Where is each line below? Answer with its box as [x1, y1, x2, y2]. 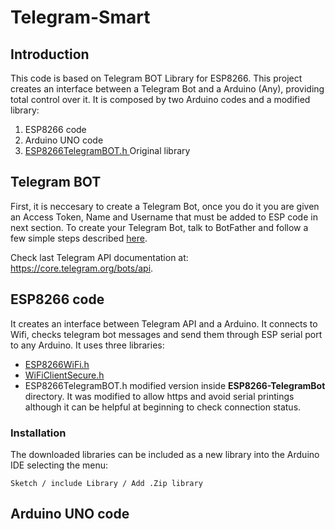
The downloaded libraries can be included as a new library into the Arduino [10, 448, 320, 460]
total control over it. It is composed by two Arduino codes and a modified [10, 94, 311, 105]
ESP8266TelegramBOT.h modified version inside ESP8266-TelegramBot [24, 379, 326, 391]
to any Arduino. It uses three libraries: [10, 339, 165, 351]
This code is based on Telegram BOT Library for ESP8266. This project [10, 72, 303, 84]
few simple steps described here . [10, 232, 148, 244]
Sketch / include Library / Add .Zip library [10, 478, 203, 488]
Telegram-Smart [10, 6, 151, 29]
